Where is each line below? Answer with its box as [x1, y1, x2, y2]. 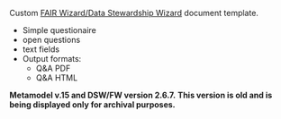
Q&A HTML [35, 72, 78, 83]
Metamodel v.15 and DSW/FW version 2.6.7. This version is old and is [9, 89, 273, 100]
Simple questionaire [22, 25, 96, 35]
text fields [22, 44, 60, 55]
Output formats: [22, 54, 82, 64]
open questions [22, 35, 81, 45]
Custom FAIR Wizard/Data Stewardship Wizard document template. [9, 8, 259, 18]
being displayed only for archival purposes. [9, 99, 176, 110]
